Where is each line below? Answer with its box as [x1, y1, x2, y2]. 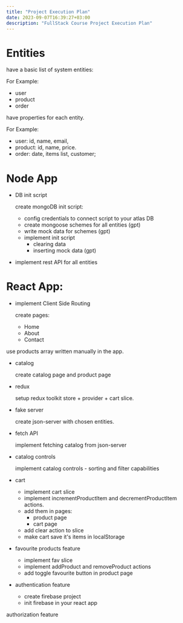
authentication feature [14, 581, 71, 589]
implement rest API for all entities [14, 259, 98, 266]
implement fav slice [24, 557, 73, 564]
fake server [14, 406, 44, 414]
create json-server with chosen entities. [14, 418, 115, 425]
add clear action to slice [24, 527, 84, 534]
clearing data [33, 240, 66, 248]
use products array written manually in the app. [6, 348, 124, 355]
